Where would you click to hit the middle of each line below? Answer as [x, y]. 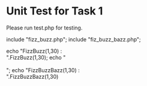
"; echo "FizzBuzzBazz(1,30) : [43, 70]
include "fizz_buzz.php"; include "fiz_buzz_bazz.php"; [73, 39]
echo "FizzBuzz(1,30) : [34, 51]
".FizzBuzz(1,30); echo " [36, 57]
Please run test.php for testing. [44, 28]
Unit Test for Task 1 [55, 11]
